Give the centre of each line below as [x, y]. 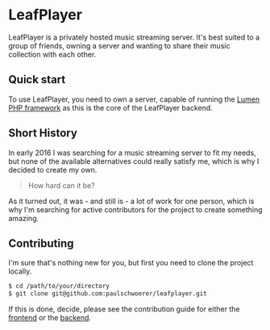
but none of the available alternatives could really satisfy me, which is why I [134, 161]
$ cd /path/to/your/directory [59, 286]
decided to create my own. [53, 169]
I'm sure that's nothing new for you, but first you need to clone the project [131, 263]
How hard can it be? [61, 185]
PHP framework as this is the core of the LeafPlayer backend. [111, 107]
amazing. [23, 218]
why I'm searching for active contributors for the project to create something [136, 209]
